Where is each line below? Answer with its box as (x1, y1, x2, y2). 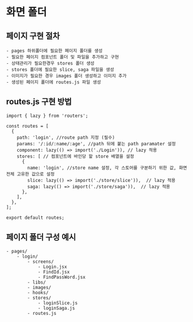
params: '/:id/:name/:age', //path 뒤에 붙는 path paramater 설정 (17, 141, 176, 147)
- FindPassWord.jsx (37, 274, 86, 280)
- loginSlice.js (37, 300, 78, 306)
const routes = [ (6, 123, 49, 129)
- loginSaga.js (37, 305, 76, 311)
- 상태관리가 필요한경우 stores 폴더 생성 (6, 60, 95, 66)
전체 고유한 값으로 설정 (6, 171, 55, 177)
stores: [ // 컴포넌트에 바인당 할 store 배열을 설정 (17, 153, 135, 160)
